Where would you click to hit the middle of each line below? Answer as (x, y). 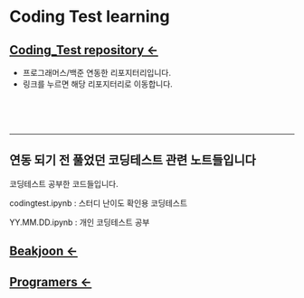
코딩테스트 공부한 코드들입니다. (64, 183)
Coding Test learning (90, 17)
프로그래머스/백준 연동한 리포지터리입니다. (97, 73)
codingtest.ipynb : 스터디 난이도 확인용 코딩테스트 (99, 203)
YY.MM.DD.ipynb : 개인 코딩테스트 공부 (80, 222)
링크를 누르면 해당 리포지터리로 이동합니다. (98, 84)
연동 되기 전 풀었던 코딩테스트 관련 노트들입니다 (133, 160)
